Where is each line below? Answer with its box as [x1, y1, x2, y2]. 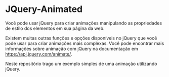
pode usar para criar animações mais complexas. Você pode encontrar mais [5, 40, 164, 46]
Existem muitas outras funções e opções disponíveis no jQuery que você [5, 35, 157, 41]
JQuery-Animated [5, 3, 83, 15]
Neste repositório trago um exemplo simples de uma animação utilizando [5, 60, 157, 66]
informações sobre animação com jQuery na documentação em [5, 45, 138, 51]
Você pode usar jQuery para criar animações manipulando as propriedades [5, 20, 162, 26]
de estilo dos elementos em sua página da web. [5, 25, 105, 31]
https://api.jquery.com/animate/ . [5, 51, 72, 57]
